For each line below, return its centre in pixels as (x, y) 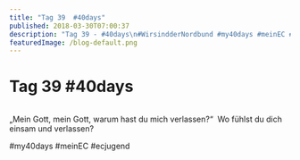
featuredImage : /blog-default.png (74, 42)
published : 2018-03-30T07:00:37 (69, 26)
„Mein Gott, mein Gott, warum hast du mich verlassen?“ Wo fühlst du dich (146, 119)
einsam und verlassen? (52, 129)
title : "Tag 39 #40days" (57, 17)
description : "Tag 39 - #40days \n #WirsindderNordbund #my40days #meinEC (147, 34)
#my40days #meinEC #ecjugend (70, 146)
